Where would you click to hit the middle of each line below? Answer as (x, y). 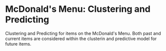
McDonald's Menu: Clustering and (78, 9)
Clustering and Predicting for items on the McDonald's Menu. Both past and (83, 33)
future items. (18, 44)
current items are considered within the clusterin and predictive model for (81, 39)
